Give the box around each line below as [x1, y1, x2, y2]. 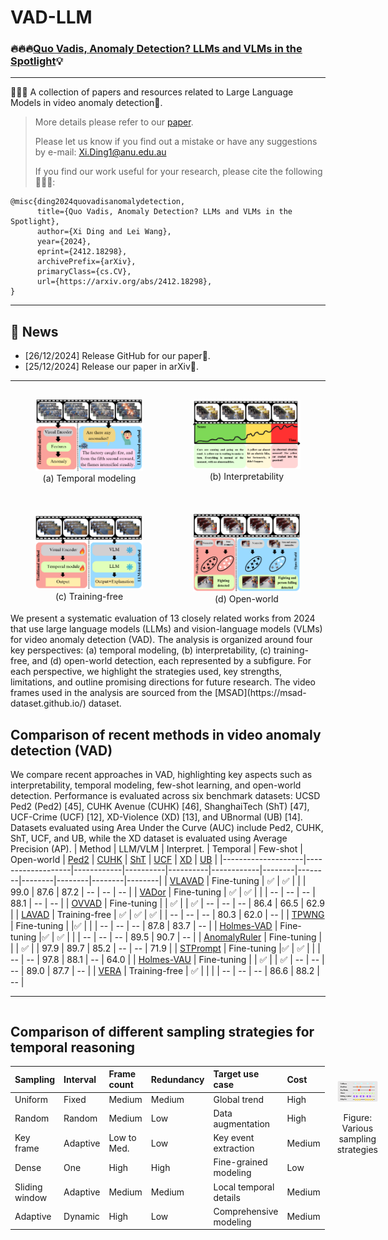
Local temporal [213, 1181, 275, 1193]
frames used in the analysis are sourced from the [10, 687, 213, 699]
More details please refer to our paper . [34, 116, 194, 128]
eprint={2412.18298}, [36, 247, 128, 257]
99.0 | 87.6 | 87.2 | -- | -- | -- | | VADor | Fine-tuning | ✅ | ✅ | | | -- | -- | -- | [10, 886, 316, 898]
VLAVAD [169, 875, 205, 887]
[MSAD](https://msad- [214, 687, 307, 699]
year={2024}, [36, 237, 92, 247]
